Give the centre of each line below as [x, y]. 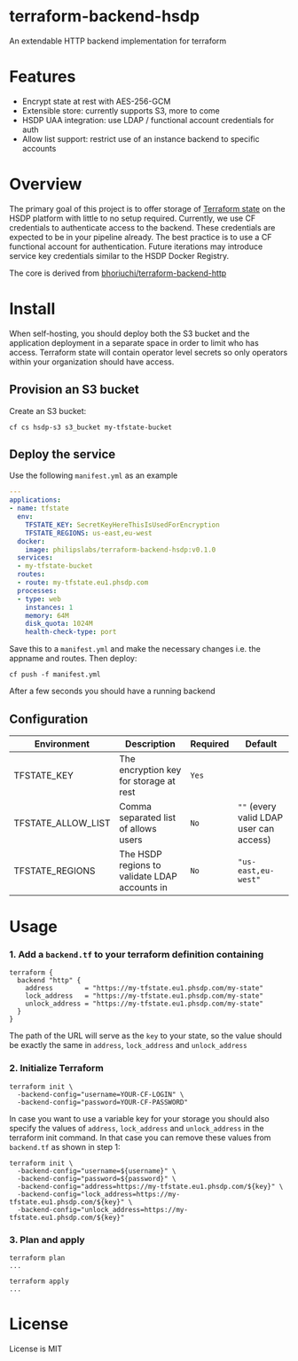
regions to [140, 864]
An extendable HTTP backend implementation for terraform [118, 41]
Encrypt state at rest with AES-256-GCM [96, 101]
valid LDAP [261, 817]
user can [256, 828]
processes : [37, 591]
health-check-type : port [71, 632]
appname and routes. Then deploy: [73, 659]
